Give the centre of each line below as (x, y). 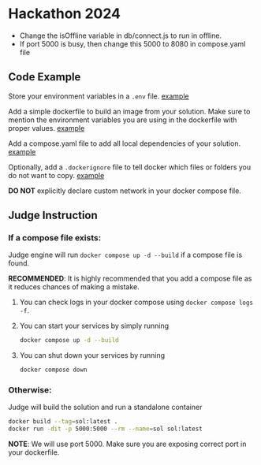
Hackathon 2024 (64, 14)
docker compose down (53, 370)
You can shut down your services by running (92, 355)
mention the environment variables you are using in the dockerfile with (123, 120)
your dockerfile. (34, 452)
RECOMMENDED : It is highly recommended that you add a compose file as (130, 279)
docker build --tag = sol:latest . (63, 422)
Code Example (45, 77)
